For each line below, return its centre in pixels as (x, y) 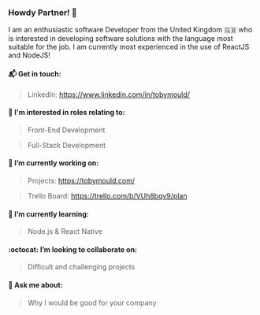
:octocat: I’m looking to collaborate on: (73, 249)
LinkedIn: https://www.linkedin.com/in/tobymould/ (109, 94)
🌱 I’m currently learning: (48, 214)
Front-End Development (66, 130)
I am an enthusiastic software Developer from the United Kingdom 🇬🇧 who (130, 30)
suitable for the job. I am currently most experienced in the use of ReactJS (129, 47)
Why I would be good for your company (92, 302)
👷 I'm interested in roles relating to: (67, 113)
